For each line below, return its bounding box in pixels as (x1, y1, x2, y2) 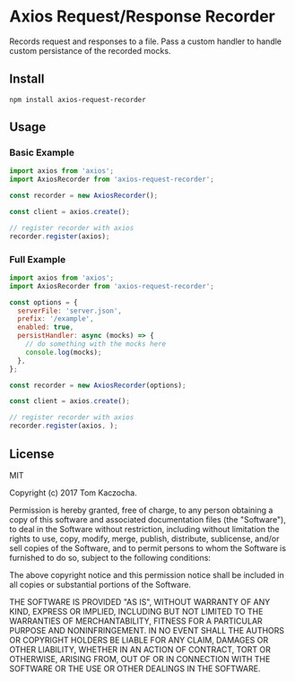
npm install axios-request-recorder (9, 95, 146, 104)
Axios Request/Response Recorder (9, 6, 275, 27)
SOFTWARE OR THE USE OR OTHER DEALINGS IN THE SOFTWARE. (9, 663, 261, 674)
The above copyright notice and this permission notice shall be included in (9, 569, 284, 580)
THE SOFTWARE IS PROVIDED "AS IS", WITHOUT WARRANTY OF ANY (9, 596, 271, 607)
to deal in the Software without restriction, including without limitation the (9, 523, 280, 534)
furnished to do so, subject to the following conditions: (9, 552, 211, 563)
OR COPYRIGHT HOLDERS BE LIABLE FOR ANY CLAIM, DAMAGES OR (9, 634, 269, 645)
